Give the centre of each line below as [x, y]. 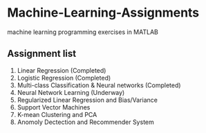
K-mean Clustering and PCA [57, 114]
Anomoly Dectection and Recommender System [85, 122]
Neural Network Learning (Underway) [71, 92]
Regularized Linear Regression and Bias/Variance [87, 100]
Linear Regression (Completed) [62, 70]
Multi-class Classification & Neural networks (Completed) [99, 85]
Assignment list [42, 54]
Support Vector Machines [54, 107]
